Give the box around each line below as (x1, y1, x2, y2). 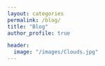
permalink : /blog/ (7, 17, 61, 24)
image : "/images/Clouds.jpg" (13, 49, 99, 56)
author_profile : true (7, 29, 71, 37)
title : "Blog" (7, 23, 49, 30)
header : (7, 42, 30, 49)
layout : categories (7, 10, 64, 17)
